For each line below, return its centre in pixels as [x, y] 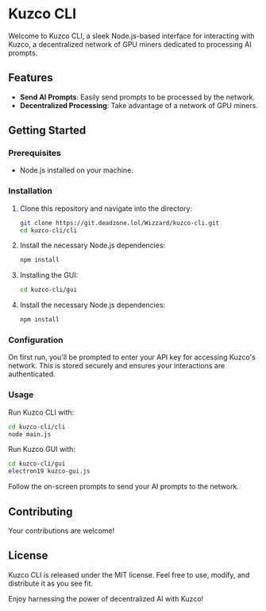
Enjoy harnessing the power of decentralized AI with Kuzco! [106, 598]
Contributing [40, 511]
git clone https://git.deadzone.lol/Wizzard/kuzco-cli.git [120, 223]
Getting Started [47, 131]
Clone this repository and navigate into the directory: [106, 208]
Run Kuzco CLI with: [41, 412]
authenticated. [32, 374]
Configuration [36, 341]
